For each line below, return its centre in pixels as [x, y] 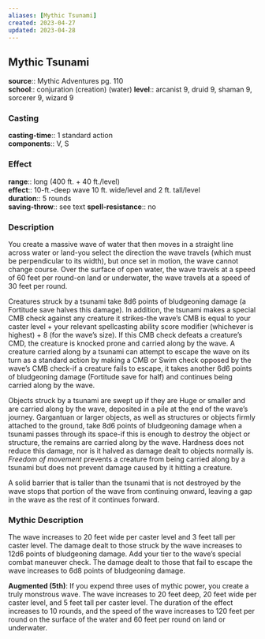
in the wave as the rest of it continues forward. [84, 500]
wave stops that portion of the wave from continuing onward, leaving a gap [130, 491]
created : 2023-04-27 [42, 23]
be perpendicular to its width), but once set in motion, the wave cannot [123, 261]
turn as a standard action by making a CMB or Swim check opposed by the [130, 361]
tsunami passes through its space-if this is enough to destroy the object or [129, 434]
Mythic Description [46, 520]
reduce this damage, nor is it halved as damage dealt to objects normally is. [131, 451]
